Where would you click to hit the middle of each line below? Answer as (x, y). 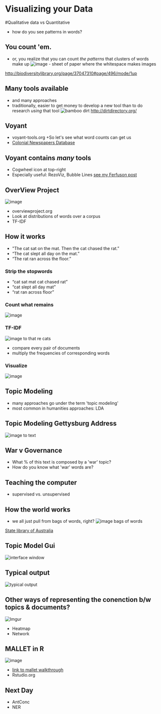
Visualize (16, 365)
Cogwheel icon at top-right (39, 170)
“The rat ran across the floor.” (42, 259)
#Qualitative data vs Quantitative (37, 22)
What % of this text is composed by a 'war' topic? (61, 462)
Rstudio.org (23, 675)
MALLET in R (25, 649)
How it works (25, 237)
